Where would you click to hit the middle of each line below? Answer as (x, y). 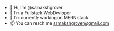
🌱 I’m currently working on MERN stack (49, 18)
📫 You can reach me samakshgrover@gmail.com (59, 23)
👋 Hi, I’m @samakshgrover (36, 8)
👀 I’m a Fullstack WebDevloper (40, 13)
